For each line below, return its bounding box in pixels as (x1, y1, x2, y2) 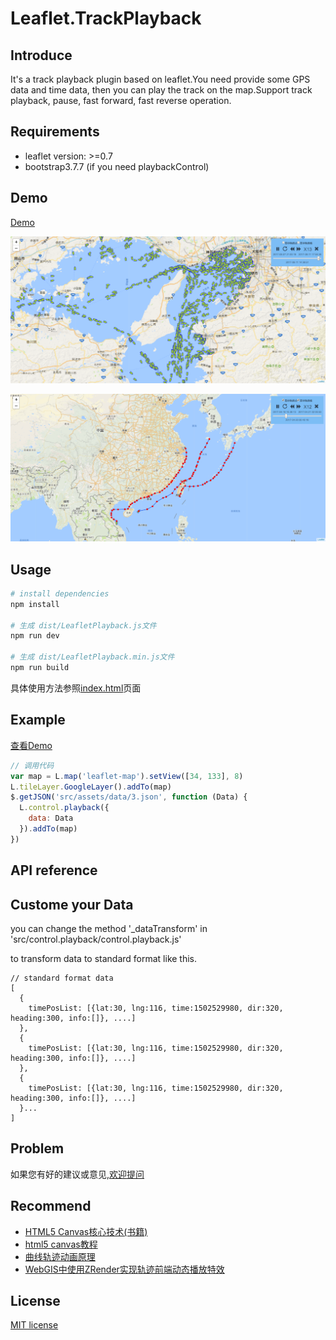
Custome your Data (10, 896, 134, 913)
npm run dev (10, 631, 60, 641)
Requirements (10, 123, 100, 141)
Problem (10, 1140, 65, 1157)
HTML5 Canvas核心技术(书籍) (24, 1225, 148, 1237)
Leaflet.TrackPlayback (10, 7, 202, 30)
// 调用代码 (10, 760, 55, 771)
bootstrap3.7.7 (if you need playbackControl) (24, 160, 210, 172)
